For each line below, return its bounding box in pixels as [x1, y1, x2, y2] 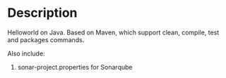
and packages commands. [7, 35, 85, 44]
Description [7, 5, 78, 21]
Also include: [7, 49, 45, 58]
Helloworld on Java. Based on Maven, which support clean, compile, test [7, 28, 220, 37]
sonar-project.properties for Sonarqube [17, 63, 133, 71]
